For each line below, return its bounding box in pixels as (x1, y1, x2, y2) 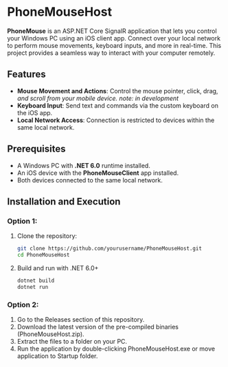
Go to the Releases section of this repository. (16, 316, 145, 324)
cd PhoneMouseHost (16, 252, 70, 259)
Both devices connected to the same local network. (16, 176, 163, 184)
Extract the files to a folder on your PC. (16, 338, 128, 346)
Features (7, 69, 46, 80)
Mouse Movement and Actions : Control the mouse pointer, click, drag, (16, 86, 218, 95)
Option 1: (7, 216, 38, 226)
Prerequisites (7, 143, 66, 155)
